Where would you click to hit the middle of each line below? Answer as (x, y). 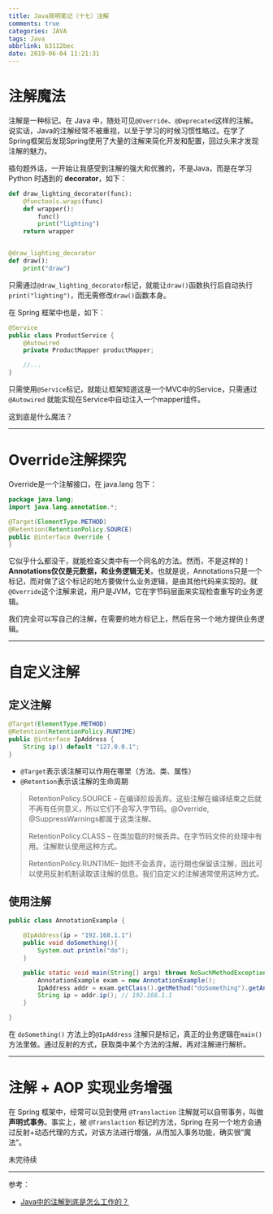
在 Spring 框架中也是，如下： (57, 312)
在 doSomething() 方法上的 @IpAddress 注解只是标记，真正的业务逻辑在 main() (135, 1034)
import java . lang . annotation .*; (63, 507)
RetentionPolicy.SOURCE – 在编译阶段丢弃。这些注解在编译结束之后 (141, 798)
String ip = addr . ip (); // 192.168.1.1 (105, 995)
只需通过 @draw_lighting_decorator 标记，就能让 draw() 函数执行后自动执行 (131, 284)
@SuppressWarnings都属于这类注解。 (92, 818)
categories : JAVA (38, 31)
